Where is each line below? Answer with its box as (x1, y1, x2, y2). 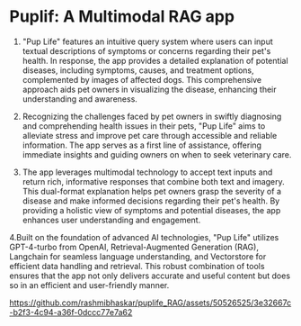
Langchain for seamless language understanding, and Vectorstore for (9, 250, 267, 262)
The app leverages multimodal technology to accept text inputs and (22, 167, 273, 177)
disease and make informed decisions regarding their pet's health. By (22, 195, 280, 206)
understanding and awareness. (22, 93, 137, 104)
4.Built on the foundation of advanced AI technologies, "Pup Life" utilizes (9, 231, 279, 242)
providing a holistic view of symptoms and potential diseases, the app (22, 204, 281, 215)
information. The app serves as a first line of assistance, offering (22, 140, 262, 150)
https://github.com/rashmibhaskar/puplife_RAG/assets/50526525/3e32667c (9, 297, 292, 308)
